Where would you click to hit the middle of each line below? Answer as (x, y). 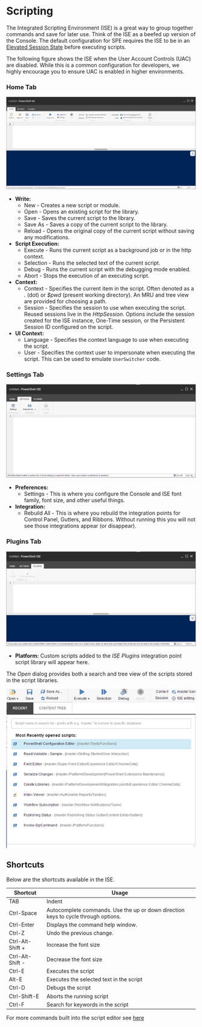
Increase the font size (73, 944)
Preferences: (32, 488)
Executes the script (70, 971)
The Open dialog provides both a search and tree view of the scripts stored (99, 674)
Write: (23, 199)
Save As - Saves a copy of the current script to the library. (96, 224)
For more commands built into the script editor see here (75, 1018)
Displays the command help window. (92, 925)
